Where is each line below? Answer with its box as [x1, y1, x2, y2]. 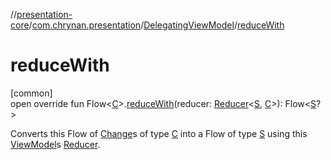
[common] [10, 87, 53, 99]
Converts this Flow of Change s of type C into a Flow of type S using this [10, 127, 308, 139]
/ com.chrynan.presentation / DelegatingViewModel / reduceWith [28, 19, 285, 31]
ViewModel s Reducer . [10, 138, 101, 150]
